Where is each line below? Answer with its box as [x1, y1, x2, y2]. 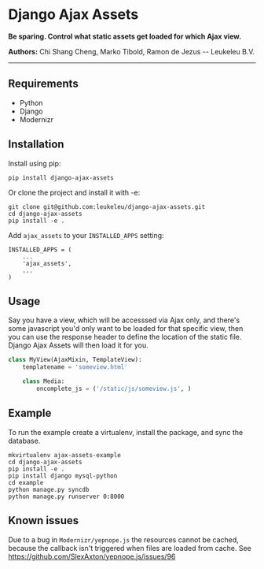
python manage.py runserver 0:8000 [8, 493, 125, 500]
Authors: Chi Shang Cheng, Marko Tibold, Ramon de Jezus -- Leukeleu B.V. [8, 46, 255, 56]
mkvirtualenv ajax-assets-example [8, 451, 122, 459]
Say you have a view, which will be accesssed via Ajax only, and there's [8, 315, 240, 325]
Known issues [8, 514, 79, 527]
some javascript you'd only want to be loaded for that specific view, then [8, 324, 244, 333]
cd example [8, 478, 44, 486]
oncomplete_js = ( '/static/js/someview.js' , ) [36, 385, 192, 392]
